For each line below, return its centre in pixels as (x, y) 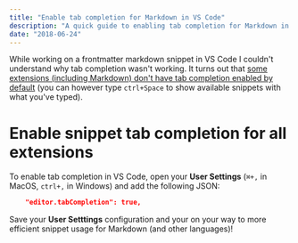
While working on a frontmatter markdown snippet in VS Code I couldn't (141, 60)
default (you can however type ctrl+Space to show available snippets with (145, 88)
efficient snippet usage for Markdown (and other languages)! (121, 229)
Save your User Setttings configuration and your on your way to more (138, 220)
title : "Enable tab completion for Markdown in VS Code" (117, 17)
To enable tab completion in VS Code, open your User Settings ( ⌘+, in (138, 177)
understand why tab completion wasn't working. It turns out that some (138, 69)
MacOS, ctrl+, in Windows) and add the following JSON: (115, 186)
